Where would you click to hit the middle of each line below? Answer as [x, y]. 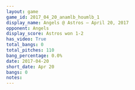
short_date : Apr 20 [30, 67]
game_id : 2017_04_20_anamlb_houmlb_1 [53, 17]
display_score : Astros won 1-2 [45, 34]
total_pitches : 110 [30, 50]
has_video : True [26, 39]
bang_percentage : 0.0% [34, 56]
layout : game [22, 12]
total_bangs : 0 [25, 45]
